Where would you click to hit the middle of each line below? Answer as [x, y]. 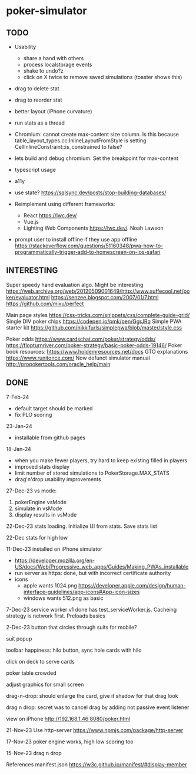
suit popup [19, 638]
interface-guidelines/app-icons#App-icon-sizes [82, 592]
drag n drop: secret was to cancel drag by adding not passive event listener [98, 707]
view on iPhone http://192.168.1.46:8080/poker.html [68, 719]
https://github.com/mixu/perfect [45, 303]
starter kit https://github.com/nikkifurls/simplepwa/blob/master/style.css [94, 327]
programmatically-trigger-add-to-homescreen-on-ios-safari [87, 252]
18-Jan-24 [19, 449]
